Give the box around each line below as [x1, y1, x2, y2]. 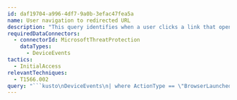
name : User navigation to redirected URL [7, 17, 131, 24]
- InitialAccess [13, 63, 61, 70]
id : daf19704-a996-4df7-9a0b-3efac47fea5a [7, 10, 134, 18]
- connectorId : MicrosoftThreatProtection [13, 37, 140, 44]
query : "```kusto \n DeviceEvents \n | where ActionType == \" [7, 82, 185, 89]
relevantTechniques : [7, 69, 68, 76]
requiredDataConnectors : [7, 30, 80, 37]
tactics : [7, 56, 33, 63]
